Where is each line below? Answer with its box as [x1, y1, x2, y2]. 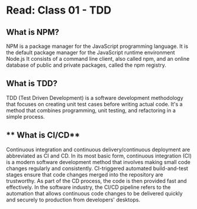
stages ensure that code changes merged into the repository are [6, 171, 164, 178]
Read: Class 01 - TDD [6, 4, 111, 17]
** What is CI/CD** [6, 130, 80, 141]
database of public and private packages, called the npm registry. [6, 61, 167, 68]
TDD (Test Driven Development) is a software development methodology [6, 94, 183, 101]
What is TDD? [6, 79, 58, 89]
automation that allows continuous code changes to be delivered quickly [6, 190, 183, 197]
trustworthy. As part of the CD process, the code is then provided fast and [6, 177, 188, 184]
